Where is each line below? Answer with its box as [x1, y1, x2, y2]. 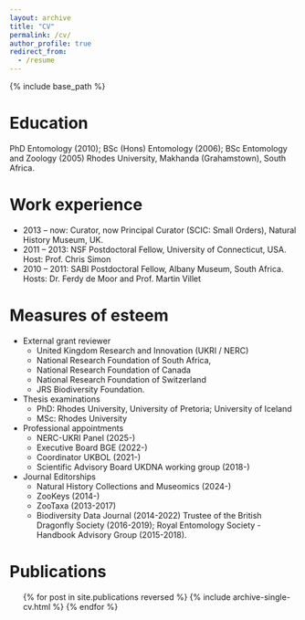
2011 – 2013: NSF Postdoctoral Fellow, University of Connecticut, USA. [22, 244, 287, 255]
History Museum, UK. [22, 234, 103, 245]
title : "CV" [9, 22, 55, 31]
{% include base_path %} [9, 81, 106, 91]
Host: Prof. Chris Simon [22, 253, 111, 265]
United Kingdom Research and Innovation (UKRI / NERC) [36, 344, 249, 356]
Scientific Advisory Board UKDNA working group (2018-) [36, 461, 250, 472]
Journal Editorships [22, 471, 96, 482]
